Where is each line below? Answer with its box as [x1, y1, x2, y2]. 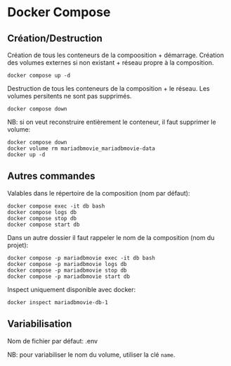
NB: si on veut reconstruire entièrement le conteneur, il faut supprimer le [7, 118, 216, 126]
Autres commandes [7, 170, 96, 182]
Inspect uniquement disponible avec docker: [7, 285, 136, 294]
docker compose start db [7, 221, 80, 228]
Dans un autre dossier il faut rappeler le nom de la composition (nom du [7, 233, 215, 241]
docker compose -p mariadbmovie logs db [7, 260, 128, 267]
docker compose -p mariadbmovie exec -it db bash [7, 254, 156, 261]
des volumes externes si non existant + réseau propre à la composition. [7, 58, 214, 67]
